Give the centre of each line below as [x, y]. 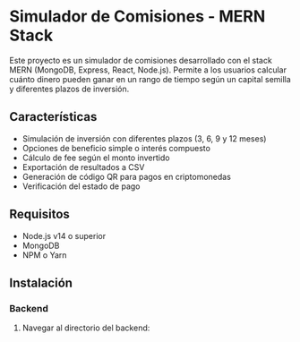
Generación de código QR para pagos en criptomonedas [126, 176]
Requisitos [39, 214]
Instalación [41, 282]
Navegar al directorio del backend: [86, 328]
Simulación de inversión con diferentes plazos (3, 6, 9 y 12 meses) [144, 138]
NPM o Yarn [44, 255]
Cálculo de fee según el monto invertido [96, 158]
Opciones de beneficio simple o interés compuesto [116, 148]
